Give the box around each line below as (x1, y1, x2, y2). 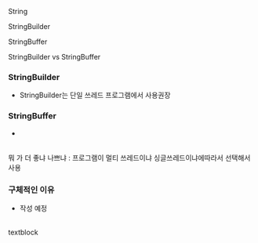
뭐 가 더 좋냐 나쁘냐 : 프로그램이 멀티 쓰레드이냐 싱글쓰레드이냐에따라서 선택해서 (8, 153, 251, 162)
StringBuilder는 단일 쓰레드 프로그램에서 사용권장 (19, 90, 171, 100)
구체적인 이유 (8, 184, 55, 195)
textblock (8, 227, 38, 237)
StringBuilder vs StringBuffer (8, 53, 101, 61)
